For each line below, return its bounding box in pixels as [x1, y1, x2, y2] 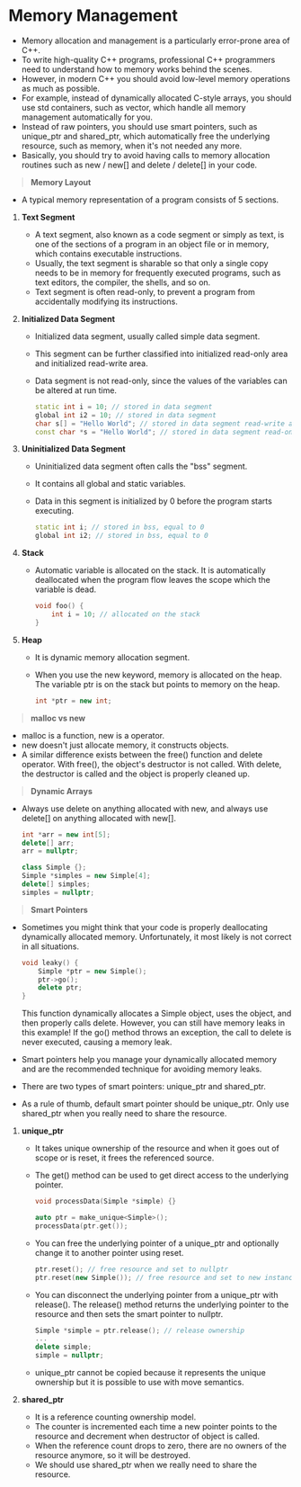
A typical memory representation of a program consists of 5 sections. [21, 194, 279, 205]
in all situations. [21, 941, 80, 952]
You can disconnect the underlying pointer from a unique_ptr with [34, 1289, 279, 1300]
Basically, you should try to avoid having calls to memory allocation [21, 149, 270, 160]
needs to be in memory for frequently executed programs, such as [34, 267, 281, 278]
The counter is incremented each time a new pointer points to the [34, 1421, 278, 1432]
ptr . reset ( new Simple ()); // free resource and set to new [34, 1273, 261, 1282]
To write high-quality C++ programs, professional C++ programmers [21, 54, 276, 65]
